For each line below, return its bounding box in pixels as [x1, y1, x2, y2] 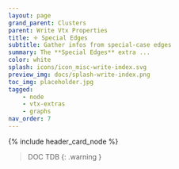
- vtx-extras [22, 100, 66, 108]
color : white [8, 56, 51, 64]
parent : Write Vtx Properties [8, 26, 109, 34]
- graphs [22, 108, 51, 116]
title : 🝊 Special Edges [8, 33, 89, 42]
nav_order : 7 [8, 115, 51, 123]
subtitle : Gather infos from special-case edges [8, 41, 172, 49]
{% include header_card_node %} [8, 136, 119, 146]
